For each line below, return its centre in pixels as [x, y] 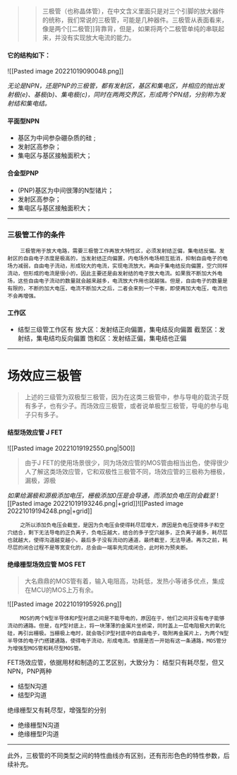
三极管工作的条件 [36, 235]
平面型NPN [24, 121]
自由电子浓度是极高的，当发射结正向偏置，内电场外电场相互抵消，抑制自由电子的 [123, 258]
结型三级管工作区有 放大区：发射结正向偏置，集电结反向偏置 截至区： [118, 330]
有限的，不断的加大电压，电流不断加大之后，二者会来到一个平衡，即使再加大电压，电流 [115, 288]
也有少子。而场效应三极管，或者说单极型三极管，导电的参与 [136, 406]
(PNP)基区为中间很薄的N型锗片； [66, 190]
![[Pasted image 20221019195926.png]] [65, 604]
